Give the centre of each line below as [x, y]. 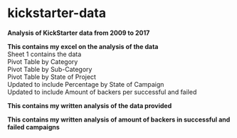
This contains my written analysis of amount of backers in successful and [119, 120]
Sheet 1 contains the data [44, 54]
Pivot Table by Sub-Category [50, 69]
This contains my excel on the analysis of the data [83, 46]
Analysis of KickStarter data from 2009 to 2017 [79, 33]
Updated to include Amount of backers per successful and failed [102, 92]
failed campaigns [34, 127]
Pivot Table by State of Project [52, 77]
